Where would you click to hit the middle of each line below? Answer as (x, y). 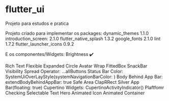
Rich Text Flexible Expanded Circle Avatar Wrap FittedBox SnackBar (76, 66)
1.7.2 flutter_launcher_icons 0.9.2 (40, 44)
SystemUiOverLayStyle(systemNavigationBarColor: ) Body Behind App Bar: (84, 77)
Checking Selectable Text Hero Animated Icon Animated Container (75, 93)
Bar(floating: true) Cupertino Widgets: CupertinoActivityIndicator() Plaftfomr (85, 87)
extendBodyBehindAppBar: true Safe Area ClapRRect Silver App (73, 82)
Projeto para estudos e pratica (37, 23)
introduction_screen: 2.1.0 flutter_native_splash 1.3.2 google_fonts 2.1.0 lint (83, 39)
